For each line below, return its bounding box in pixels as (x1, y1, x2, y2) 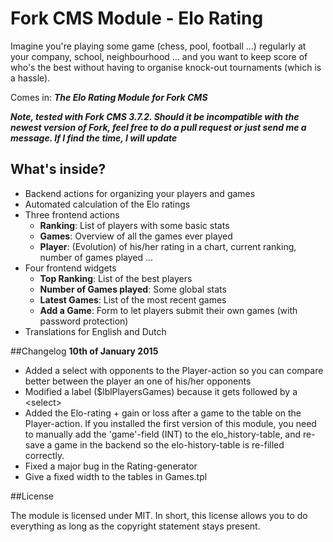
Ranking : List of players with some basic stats (39, 219, 230, 231)
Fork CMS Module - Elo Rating (10, 7, 264, 30)
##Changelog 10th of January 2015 (10, 345, 159, 357)
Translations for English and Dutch (24, 325, 167, 337)
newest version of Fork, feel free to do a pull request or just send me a (10, 121, 307, 133)
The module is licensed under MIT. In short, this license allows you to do (10, 509, 308, 521)
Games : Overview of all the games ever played (39, 230, 233, 242)
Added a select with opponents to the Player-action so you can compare (24, 364, 324, 376)
